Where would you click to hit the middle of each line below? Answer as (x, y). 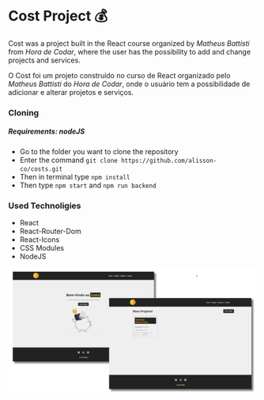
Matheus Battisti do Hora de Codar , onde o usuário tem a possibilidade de (129, 84)
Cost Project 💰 (58, 16)
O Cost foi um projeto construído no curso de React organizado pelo (119, 75)
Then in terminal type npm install (75, 176)
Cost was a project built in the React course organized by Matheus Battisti (129, 43)
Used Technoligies (45, 206)
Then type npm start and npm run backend (88, 185)
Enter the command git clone (69, 160)
